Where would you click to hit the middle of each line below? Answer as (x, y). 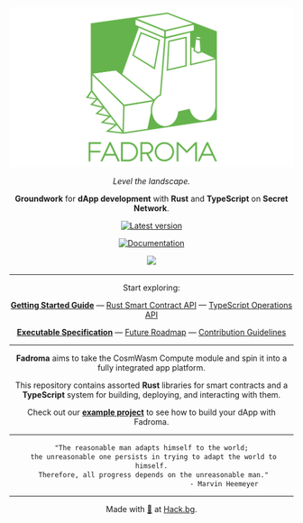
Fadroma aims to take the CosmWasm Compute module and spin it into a (151, 358)
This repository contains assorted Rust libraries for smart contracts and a (151, 385)
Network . (151, 208)
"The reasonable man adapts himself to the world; (151, 448)
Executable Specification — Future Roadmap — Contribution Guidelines (151, 332)
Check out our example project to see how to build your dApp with (151, 412)
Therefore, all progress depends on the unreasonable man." (153, 475)
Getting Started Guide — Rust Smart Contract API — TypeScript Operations (151, 305)
